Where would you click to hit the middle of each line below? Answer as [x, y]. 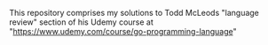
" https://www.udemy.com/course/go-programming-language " [123, 31]
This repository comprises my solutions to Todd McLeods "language [134, 13]
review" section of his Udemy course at [81, 22]
